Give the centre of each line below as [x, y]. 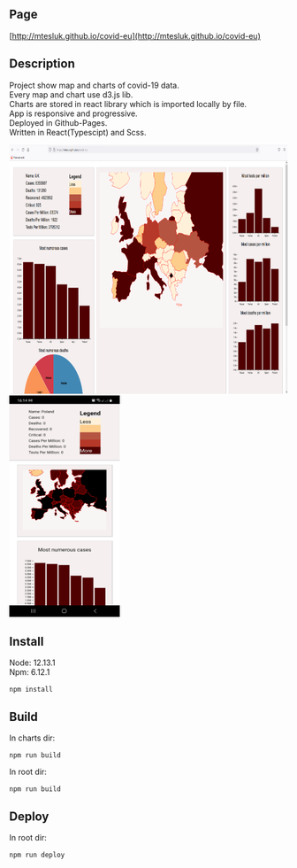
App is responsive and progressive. [74, 113]
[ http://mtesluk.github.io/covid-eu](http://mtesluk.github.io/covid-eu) [135, 35]
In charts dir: [32, 738]
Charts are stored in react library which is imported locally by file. [128, 104]
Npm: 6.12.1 [30, 672]
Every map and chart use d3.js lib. [71, 94]
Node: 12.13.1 [32, 663]
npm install [31, 690]
